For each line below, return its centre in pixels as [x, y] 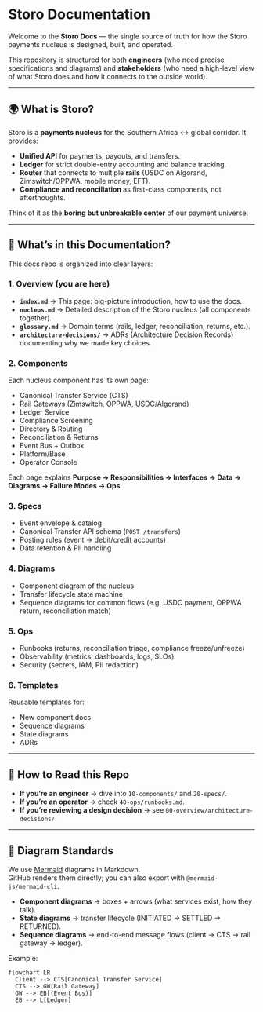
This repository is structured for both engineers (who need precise [116, 60]
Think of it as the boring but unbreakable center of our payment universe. [128, 213]
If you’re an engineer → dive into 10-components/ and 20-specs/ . [123, 794]
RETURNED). [40, 926]
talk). [28, 909]
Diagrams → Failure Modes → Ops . [65, 486]
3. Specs [25, 506]
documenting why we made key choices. [85, 342]
